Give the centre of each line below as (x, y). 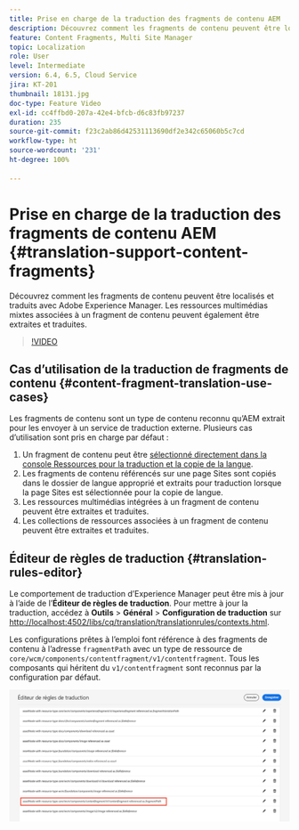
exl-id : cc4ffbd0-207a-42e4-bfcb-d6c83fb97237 (97, 113)
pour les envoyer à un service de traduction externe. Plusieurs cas (131, 428)
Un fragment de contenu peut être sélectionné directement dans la (144, 455)
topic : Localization (48, 47)
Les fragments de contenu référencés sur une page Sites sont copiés (149, 474)
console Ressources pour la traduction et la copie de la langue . (137, 464)
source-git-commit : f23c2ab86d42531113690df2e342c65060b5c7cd (127, 132)
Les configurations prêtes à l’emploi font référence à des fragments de (139, 639)
